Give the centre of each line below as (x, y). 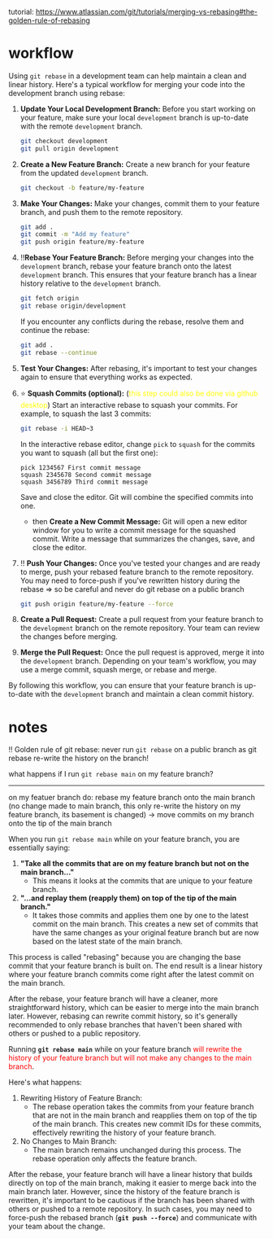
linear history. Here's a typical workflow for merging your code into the (127, 84)
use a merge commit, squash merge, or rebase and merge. (119, 670)
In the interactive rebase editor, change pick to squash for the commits (138, 444)
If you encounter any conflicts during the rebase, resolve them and (132, 322)
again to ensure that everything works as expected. (106, 377)
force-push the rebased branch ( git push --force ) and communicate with (133, 1218)
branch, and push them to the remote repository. (102, 212)
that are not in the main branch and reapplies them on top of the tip (145, 1115)
